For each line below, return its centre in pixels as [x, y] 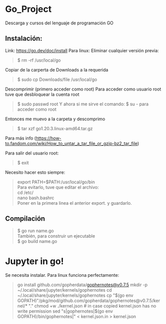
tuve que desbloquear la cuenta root [42, 94]
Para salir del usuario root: [32, 153]
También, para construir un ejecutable [56, 236]
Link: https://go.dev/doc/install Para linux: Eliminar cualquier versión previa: [82, 50]
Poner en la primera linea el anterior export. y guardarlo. [75, 203]
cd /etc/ [25, 192]
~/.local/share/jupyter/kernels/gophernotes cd [64, 290]
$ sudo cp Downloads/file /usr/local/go [57, 79]
